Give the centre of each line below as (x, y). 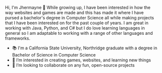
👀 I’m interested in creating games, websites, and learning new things (81, 60)
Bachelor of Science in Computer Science (54, 55)
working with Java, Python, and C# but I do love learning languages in (75, 28)
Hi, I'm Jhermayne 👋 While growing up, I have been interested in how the (78, 7)
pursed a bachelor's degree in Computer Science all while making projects (80, 18)
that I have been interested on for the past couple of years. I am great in (77, 23)
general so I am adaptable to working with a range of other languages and (79, 33)
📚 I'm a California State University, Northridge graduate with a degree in (85, 48)
